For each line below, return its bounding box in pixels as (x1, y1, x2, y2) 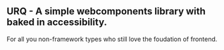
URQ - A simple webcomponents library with (6, 6, 206, 17)
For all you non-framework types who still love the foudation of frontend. (6, 35, 218, 43)
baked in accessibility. (6, 17, 107, 28)
